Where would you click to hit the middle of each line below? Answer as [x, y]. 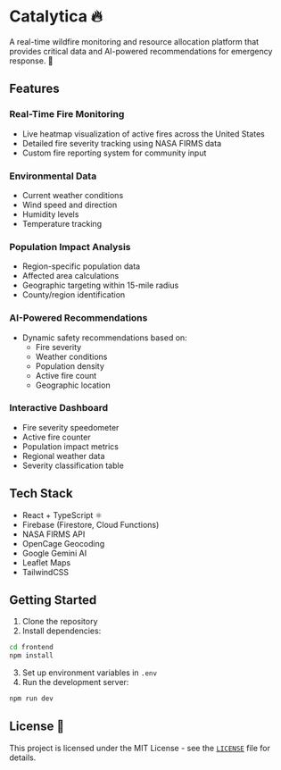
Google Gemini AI [54, 553]
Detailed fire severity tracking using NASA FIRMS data [121, 143]
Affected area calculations [70, 276]
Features [34, 89]
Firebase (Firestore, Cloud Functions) [91, 524]
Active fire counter [56, 437]
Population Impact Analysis [70, 247]
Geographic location [73, 385]
